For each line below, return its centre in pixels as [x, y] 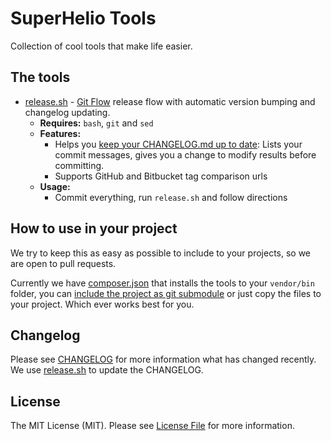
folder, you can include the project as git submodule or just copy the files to [166, 293]
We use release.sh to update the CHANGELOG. [107, 370]
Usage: [55, 186]
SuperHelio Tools [83, 18]
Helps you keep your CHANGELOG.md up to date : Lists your [178, 144]
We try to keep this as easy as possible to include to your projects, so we [161, 253]
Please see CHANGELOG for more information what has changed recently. [163, 359]
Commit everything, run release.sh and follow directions [171, 197]
